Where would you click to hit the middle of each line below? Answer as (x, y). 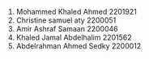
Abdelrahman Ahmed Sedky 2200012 (79, 46)
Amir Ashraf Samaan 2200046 (67, 29)
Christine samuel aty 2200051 (66, 20)
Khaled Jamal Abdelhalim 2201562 (74, 37)
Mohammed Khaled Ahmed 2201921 (77, 12)
